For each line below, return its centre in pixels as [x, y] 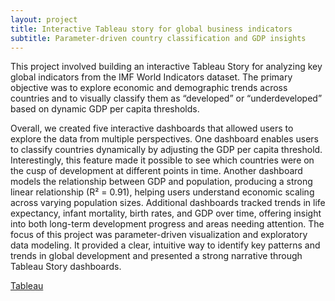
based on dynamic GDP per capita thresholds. [105, 109]
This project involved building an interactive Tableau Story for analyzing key [166, 67]
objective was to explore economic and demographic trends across [149, 88]
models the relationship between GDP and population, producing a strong [161, 182]
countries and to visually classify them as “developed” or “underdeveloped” [166, 98]
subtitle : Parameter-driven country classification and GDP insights [158, 38]
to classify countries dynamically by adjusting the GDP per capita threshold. [166, 150]
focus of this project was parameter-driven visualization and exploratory [159, 235]
